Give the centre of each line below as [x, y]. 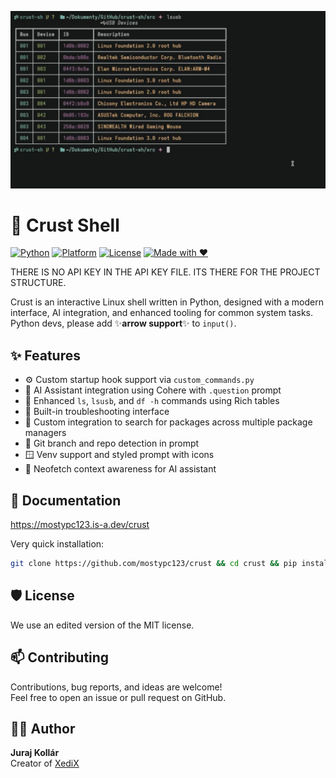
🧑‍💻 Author [43, 728]
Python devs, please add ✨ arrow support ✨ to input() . [123, 323]
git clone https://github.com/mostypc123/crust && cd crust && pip [154, 564]
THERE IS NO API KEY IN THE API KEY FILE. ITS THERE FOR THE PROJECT [165, 272]
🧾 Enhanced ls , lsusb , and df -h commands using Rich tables [152, 401]
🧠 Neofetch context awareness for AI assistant [120, 469]
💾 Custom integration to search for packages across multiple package [168, 422]
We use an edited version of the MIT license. [102, 625]
